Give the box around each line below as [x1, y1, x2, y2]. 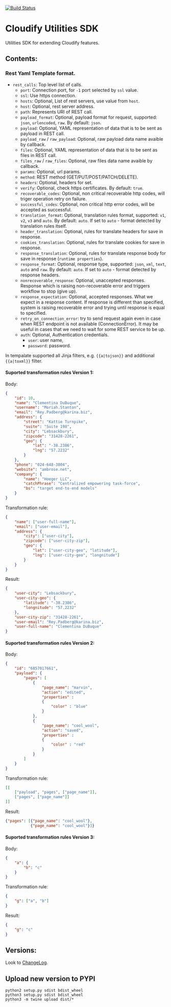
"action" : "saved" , [41, 728, 83, 733]
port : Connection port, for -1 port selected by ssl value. [20, 87, 138, 93]
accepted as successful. [20, 206, 72, 212]
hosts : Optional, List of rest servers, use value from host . [20, 98, 140, 104]
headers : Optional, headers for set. [20, 179, 93, 185]
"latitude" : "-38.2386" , [23, 600, 77, 606]
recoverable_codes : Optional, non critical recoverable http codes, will [20, 190, 165, 196]
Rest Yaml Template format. [5, 70, 76, 77]
